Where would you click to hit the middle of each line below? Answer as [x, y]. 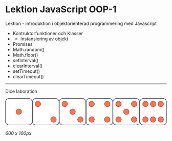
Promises [23, 44]
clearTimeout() [28, 76]
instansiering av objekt [44, 39]
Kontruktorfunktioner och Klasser [48, 33]
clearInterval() [28, 66]
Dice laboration [21, 91]
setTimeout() [26, 71]
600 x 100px [18, 133]
